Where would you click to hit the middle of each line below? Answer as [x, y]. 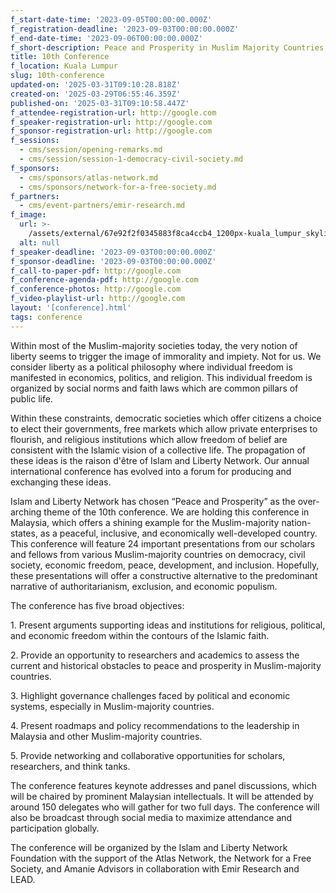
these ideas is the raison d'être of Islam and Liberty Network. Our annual [160, 460]
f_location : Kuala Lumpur [64, 66]
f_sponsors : [35, 168]
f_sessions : [35, 141]
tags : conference [46, 317]
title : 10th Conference [60, 57]
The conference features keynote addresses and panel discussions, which [163, 785]
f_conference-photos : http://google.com [96, 289]
